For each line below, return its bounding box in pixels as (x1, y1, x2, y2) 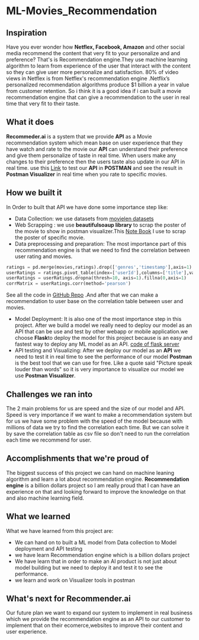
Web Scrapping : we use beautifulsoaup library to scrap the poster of (14, 221, 187, 229)
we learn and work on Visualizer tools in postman (14, 576, 135, 584)
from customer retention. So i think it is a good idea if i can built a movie (6, 88, 182, 94)
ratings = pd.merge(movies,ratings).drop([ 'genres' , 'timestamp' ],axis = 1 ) (6, 264, 192, 270)
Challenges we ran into (6, 389, 93, 399)
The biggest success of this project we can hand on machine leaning (6, 469, 175, 476)
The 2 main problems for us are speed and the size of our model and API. (6, 404, 185, 412)
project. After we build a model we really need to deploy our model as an (14, 321, 192, 329)
